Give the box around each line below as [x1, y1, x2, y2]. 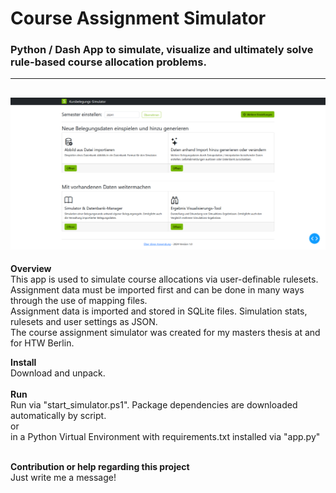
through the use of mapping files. [10, 294, 148, 306]
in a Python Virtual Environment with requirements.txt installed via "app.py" [10, 430, 321, 442]
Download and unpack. [10, 367, 106, 379]
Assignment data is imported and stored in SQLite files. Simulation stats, [10, 305, 308, 317]
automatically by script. [10, 409, 107, 421]
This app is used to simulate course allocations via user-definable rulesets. [10, 273, 319, 285]
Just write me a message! [10, 471, 117, 483]
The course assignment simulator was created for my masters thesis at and [10, 326, 321, 338]
